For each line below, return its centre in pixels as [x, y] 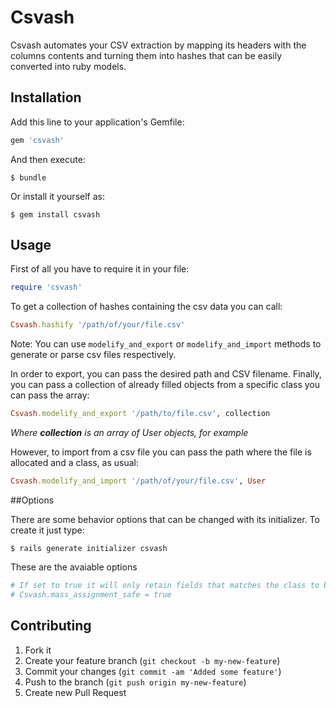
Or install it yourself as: [57, 196]
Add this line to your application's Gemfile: [97, 122]
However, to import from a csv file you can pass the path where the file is [161, 452]
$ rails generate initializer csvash [89, 548]
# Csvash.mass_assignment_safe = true [91, 594]
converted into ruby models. [68, 66]
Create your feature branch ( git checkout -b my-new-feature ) [152, 660]
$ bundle [28, 177]
